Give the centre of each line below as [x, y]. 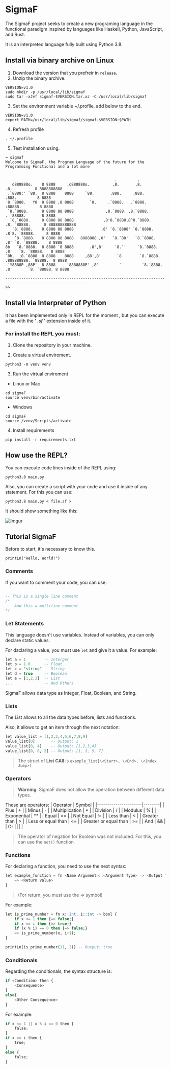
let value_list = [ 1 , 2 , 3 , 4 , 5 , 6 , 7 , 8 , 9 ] [46, 737]
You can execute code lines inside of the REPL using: [61, 468]
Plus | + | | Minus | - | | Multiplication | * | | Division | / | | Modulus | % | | [81, 810]
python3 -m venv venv [28, 364]
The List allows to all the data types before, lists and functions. [71, 717]
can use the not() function [46, 841]
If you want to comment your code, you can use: [56, 582]
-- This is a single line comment [42, 596]
